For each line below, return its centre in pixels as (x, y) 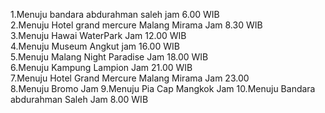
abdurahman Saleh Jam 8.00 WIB (79, 99)
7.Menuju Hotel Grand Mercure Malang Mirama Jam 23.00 (130, 78)
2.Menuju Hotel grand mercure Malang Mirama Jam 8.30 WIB (136, 25)
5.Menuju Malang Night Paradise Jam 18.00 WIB (109, 57)
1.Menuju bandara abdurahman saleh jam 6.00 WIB (115, 14)
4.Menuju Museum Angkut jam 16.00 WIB (95, 46)
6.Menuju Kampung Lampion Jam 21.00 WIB (101, 67)
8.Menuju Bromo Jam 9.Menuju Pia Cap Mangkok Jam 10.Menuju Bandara (163, 88)
